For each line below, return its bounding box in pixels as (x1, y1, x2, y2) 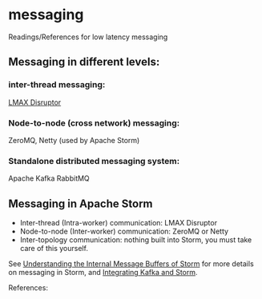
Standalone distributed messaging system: (8, 155, 180, 166)
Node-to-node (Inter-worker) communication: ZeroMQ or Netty (19, 226, 229, 237)
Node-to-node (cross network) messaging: (8, 118, 180, 129)
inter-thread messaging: (8, 79, 106, 90)
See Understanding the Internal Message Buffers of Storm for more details (8, 259, 254, 269)
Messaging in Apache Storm (8, 197, 154, 210)
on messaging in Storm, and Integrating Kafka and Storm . (8, 268, 198, 277)
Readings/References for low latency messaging (8, 32, 168, 42)
